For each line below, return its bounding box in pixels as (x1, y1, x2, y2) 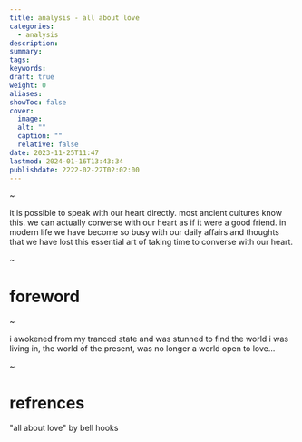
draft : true (9, 73, 54, 82)
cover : (9, 106, 34, 115)
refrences (9, 392, 85, 413)
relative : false (17, 140, 79, 149)
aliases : (9, 89, 43, 98)
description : (9, 38, 59, 48)
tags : (9, 55, 30, 64)
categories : (9, 22, 54, 31)
